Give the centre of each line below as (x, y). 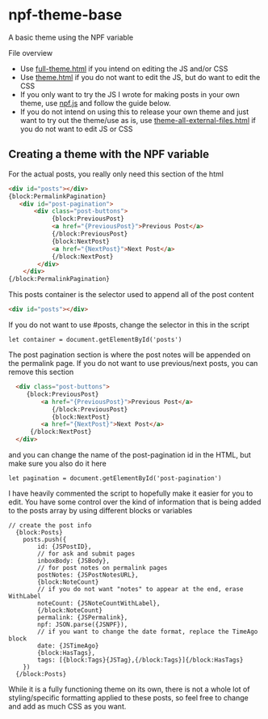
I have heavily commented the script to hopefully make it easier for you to (131, 493)
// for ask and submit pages (86, 554)
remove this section (41, 372)
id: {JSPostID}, (65, 547)
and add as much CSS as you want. (67, 706)
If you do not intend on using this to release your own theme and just (134, 112)
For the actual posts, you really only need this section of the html (116, 174)
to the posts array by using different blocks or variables (100, 511)
